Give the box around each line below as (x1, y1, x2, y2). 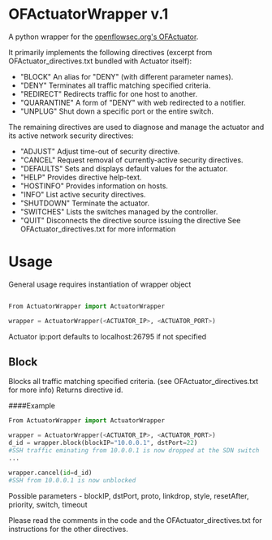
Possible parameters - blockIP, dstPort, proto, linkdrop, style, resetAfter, (8, 490, 249, 500)
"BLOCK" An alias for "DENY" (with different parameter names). (19, 71, 234, 81)
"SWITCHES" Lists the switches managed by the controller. (19, 206, 218, 216)
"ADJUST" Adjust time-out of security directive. (19, 146, 180, 156)
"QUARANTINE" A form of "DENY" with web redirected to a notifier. (19, 97, 246, 107)
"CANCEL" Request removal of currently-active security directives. (19, 155, 244, 165)
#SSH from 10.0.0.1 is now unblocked (8, 476, 136, 484)
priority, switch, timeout (8, 499, 88, 509)
